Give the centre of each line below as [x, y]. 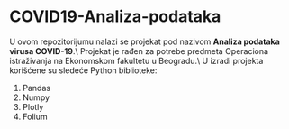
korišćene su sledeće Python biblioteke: [83, 70]
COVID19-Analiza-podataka [115, 17]
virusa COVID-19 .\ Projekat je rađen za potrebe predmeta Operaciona [139, 51]
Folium [35, 116]
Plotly [33, 106]
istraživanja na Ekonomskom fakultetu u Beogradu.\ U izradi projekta [136, 60]
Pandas [36, 88]
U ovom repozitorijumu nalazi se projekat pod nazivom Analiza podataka [145, 41]
